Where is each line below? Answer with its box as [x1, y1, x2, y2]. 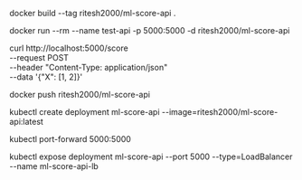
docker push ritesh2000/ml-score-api [9, 90, 151, 99]
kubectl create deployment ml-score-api [9, 107, 160, 117]
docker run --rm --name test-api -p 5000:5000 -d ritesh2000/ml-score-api [9, 25, 290, 35]
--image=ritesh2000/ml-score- [161, 107, 278, 117]
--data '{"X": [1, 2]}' [9, 71, 83, 82]
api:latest [9, 117, 43, 127]
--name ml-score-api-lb [9, 161, 99, 171]
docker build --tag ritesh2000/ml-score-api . [9, 8, 176, 18]
